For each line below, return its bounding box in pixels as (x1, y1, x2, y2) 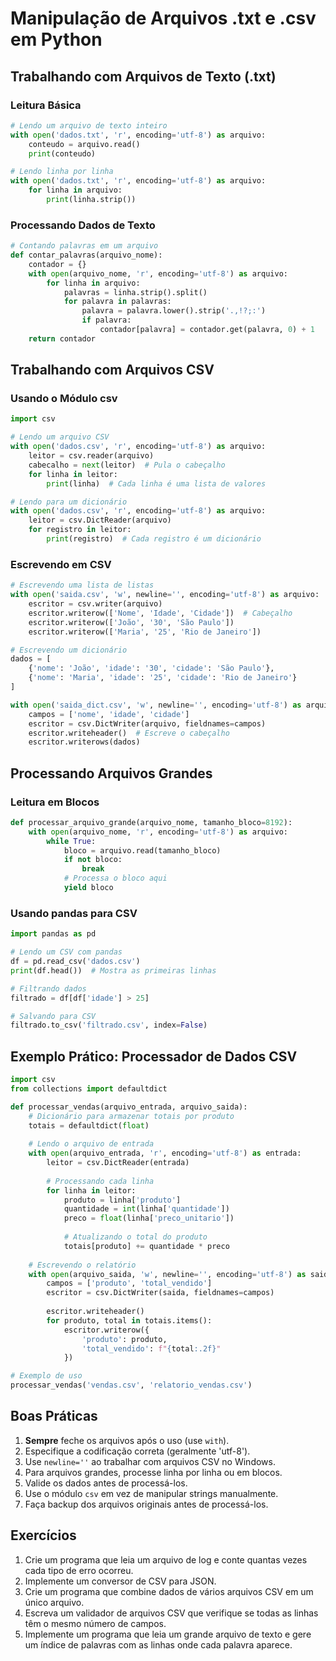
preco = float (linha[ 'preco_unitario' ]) (63, 1213, 235, 1224)
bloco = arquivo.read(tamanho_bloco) (63, 845, 222, 856)
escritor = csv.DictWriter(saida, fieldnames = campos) (46, 1288, 275, 1298)
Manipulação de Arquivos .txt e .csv (10, 7, 317, 30)
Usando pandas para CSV (10, 906, 138, 920)
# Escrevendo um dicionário (10, 645, 128, 655)
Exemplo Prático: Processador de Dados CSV (10, 1048, 298, 1065)
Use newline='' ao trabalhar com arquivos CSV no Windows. (24, 1455, 276, 1467)
